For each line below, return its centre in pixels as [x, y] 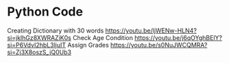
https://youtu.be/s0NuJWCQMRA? [159, 45]
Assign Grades [88, 45]
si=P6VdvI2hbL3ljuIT [37, 45]
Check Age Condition [103, 37]
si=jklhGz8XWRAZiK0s [39, 37]
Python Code [45, 12]
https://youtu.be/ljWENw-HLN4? [151, 30]
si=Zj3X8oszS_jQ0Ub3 [39, 52]
